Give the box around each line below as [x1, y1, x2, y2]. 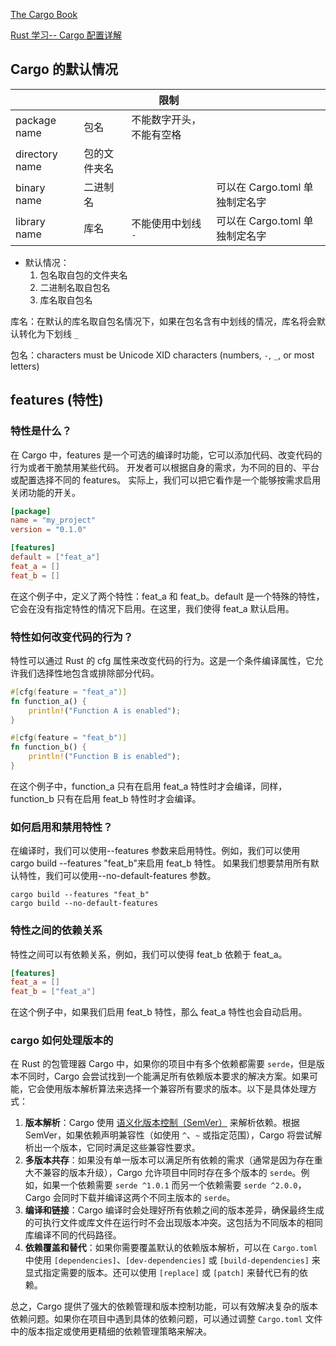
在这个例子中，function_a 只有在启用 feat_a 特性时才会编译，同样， [10, 780, 288, 792]
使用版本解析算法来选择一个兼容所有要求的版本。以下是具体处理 [44, 1083, 308, 1095]
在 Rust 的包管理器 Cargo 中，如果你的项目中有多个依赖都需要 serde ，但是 [10, 1058, 317, 1070]
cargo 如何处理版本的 [10, 1034, 114, 1048]
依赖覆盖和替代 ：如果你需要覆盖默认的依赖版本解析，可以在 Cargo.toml [24, 1242, 318, 1254]
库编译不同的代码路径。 [24, 1229, 122, 1241]
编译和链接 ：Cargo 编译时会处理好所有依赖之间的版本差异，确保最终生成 [24, 1204, 325, 1216]
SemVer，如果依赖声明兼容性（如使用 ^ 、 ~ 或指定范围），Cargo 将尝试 [24, 1129, 314, 1141]
